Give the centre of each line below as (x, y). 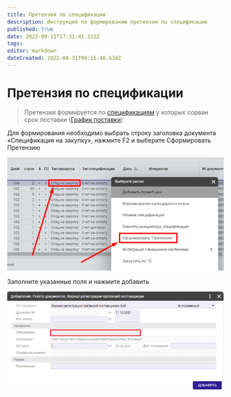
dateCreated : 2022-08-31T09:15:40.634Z (64, 59)
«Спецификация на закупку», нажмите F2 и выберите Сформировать (109, 140)
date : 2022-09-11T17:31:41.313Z (53, 37)
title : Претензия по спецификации (57, 14)
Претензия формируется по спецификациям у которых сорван (116, 112)
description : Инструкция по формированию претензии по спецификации (107, 22)
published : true (30, 29)
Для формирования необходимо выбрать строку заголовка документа (112, 133)
